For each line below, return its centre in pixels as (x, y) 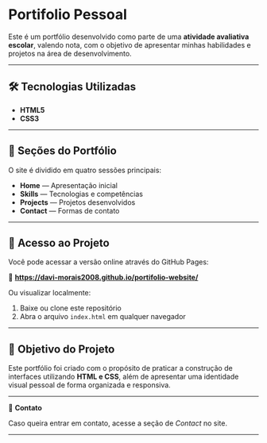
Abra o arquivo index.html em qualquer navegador (103, 317)
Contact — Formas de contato (70, 210)
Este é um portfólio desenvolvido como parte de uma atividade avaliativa (129, 37)
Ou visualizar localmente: (50, 293)
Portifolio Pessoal (68, 15)
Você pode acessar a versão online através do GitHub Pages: (108, 262)
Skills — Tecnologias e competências (81, 194)
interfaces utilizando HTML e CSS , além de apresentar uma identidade (124, 377)
